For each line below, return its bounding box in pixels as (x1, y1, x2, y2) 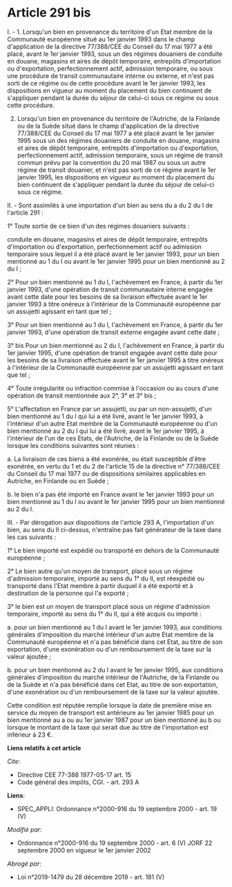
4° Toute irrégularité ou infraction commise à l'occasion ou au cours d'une (7, 384, 219, 392)
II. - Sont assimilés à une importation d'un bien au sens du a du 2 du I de (7, 201, 213, 209)
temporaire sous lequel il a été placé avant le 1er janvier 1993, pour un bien (7, 250, 220, 258)
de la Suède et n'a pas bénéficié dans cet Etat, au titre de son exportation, (7, 680, 218, 688)
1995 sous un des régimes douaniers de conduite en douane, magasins (17, 136, 220, 144)
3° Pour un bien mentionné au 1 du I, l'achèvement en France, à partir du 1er (7, 320, 223, 329)
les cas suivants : (7, 533, 57, 541)
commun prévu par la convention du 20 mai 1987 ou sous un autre (17, 158, 206, 166)
